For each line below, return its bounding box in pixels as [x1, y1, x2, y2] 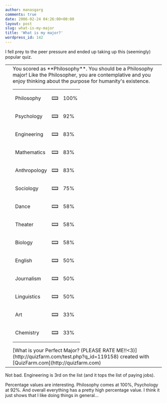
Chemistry [15, 329, 40, 336]
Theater [15, 221, 34, 228]
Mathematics [15, 149, 46, 156]
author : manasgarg [5, 7, 43, 12]
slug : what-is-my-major [5, 26, 55, 31]
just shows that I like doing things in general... [5, 392, 99, 398]
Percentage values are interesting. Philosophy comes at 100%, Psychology [5, 382, 159, 388]
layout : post [5, 21, 32, 26]
